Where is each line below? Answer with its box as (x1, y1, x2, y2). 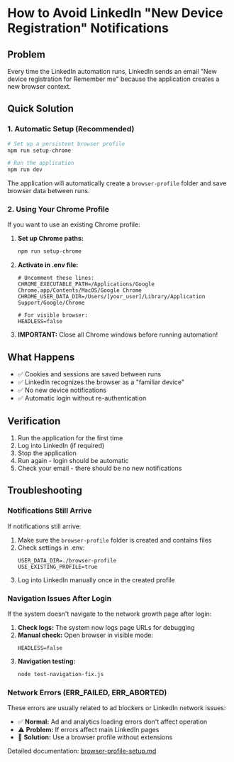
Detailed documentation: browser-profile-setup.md (7, 747, 157, 756)
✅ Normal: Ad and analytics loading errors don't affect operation (17, 717, 208, 726)
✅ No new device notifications (17, 386, 107, 395)
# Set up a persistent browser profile (7, 140, 126, 147)
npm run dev (7, 166, 43, 173)
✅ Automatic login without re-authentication (17, 394, 147, 403)
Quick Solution (7, 103, 74, 115)
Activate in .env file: (17, 261, 79, 269)
